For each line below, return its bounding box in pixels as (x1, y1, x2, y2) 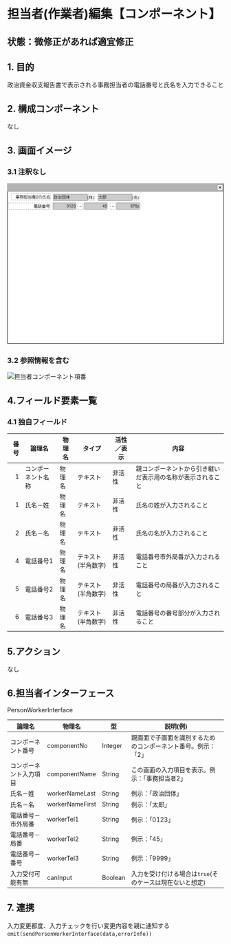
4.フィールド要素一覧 (7, 395, 98, 406)
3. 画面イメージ (7, 144, 72, 156)
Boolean (102, 874, 126, 882)
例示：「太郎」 (131, 800, 170, 809)
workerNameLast (47, 789, 96, 798)
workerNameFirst (47, 800, 96, 809)
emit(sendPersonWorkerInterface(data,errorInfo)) (7, 930, 153, 937)
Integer (102, 742, 122, 750)
